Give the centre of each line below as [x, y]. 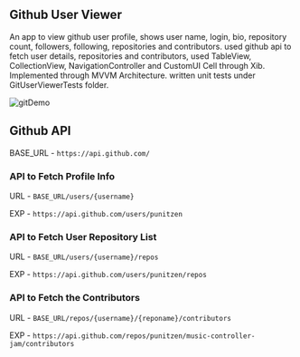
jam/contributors [42, 343]
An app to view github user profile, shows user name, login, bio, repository [148, 36]
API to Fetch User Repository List [83, 236]
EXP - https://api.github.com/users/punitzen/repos [108, 275]
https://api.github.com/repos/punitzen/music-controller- [144, 336]
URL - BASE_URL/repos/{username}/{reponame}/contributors [121, 317]
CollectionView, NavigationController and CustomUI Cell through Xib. [137, 65]
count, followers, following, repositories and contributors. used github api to [150, 46]
